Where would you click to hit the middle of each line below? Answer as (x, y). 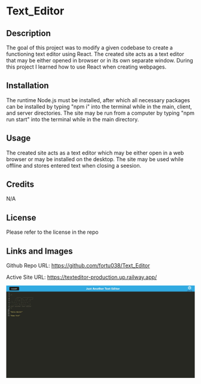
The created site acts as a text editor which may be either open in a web (95, 153)
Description (28, 33)
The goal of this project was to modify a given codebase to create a (90, 47)
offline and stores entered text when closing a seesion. (74, 165)
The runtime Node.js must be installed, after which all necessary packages (98, 100)
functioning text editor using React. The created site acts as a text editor (95, 54)
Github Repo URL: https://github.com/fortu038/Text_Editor (78, 266)
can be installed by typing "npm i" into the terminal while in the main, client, (99, 106)
